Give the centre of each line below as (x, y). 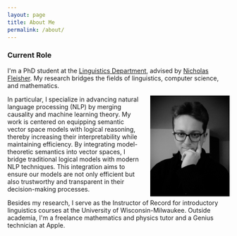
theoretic (20, 151)
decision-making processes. (49, 189)
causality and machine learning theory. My (69, 114)
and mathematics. (34, 85)
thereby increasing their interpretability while (72, 137)
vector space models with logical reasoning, (72, 129)
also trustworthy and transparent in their (66, 181)
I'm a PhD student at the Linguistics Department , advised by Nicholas (108, 70)
